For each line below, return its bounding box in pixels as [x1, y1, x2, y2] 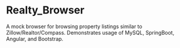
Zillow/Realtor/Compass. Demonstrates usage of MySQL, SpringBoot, [6, 29, 175, 36]
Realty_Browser [6, 4, 85, 17]
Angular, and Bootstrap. [6, 35, 64, 42]
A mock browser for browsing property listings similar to [6, 23, 142, 30]
